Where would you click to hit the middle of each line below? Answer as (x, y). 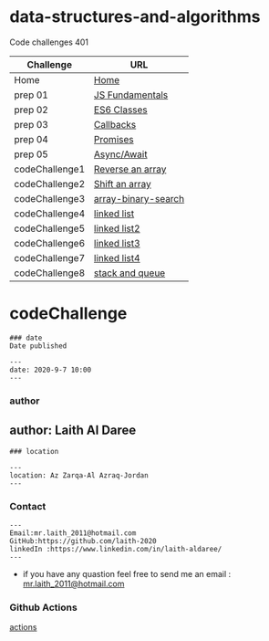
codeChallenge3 (50, 198)
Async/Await (121, 154)
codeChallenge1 (50, 169)
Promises (114, 139)
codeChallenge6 (50, 243)
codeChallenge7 (50, 257)
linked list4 (117, 257)
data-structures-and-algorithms (135, 17)
